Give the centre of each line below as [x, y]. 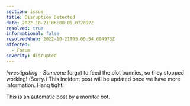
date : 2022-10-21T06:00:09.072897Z [50, 23]
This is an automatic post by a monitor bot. [58, 97]
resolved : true [25, 28]
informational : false [33, 34]
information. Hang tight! [35, 85]
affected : [18, 45]
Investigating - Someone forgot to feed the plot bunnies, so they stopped [95, 72]
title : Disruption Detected [41, 17]
